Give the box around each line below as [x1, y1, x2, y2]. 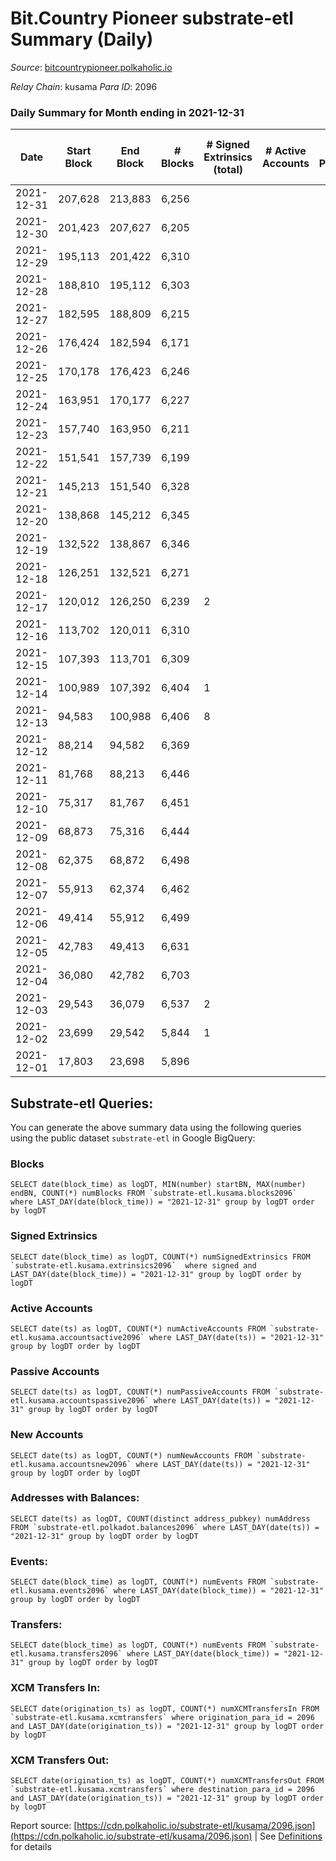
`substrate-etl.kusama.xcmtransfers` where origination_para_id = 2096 [10, 1712, 315, 1722]
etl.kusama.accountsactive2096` [10, 1332, 145, 1342]
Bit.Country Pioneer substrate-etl [10, 7, 294, 30]
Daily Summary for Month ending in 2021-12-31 [10, 105, 245, 119]
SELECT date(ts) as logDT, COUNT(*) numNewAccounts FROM [10, 1450, 253, 1461]
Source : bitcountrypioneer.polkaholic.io [10, 61, 173, 73]
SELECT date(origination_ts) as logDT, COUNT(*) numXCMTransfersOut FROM [10, 1776, 325, 1786]
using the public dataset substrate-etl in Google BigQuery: [10, 1132, 256, 1144]
